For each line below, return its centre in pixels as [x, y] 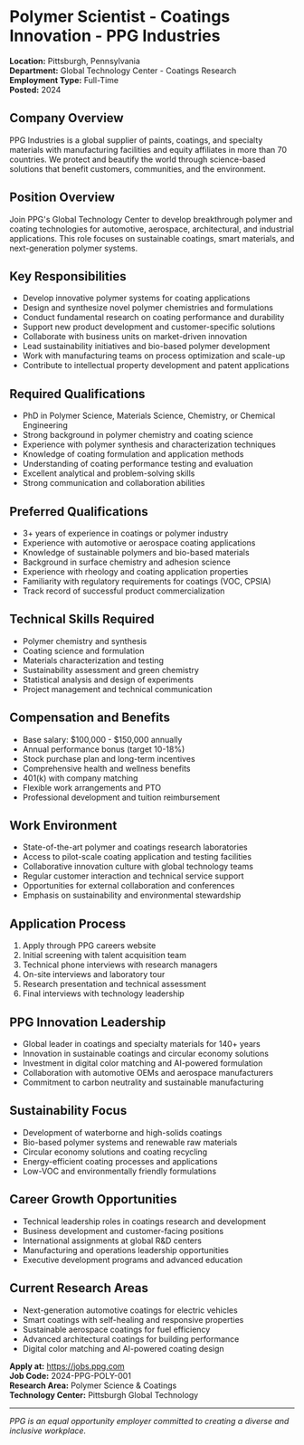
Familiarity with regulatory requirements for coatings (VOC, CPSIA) [147, 581]
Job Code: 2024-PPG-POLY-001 [70, 1375]
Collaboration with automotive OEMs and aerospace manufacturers [148, 1073]
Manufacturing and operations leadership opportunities [125, 1250]
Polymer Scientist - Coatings [120, 17]
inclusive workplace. [48, 1431]
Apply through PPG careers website [89, 946]
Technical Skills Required [82, 619]
